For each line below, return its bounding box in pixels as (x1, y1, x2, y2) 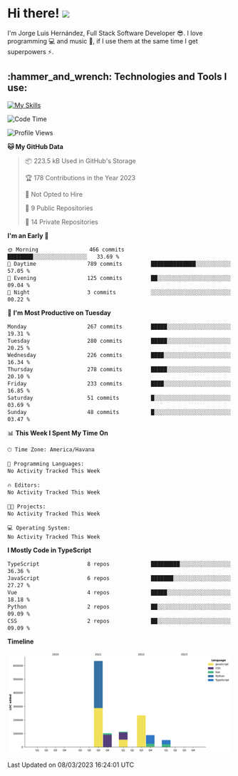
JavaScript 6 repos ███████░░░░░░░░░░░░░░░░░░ (7, 574, 232, 581)
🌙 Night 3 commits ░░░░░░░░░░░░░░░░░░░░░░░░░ (7, 289, 232, 296)
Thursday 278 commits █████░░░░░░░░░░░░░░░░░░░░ (7, 366, 232, 373)
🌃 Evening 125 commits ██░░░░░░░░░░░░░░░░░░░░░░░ (7, 274, 232, 281)
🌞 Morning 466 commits (7, 246, 125, 253)
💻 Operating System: (7, 524, 71, 532)
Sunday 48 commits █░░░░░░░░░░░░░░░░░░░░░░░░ (7, 408, 232, 415)
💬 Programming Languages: (7, 460, 84, 467)
